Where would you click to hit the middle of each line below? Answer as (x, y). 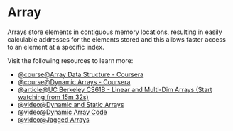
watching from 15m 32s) (53, 97)
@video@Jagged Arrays (54, 119)
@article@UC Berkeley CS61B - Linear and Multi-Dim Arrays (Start (115, 89)
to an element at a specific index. (56, 47)
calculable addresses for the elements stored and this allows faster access (116, 39)
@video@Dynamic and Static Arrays (71, 104)
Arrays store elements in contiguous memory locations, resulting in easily (115, 32)
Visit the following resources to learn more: (70, 60)
